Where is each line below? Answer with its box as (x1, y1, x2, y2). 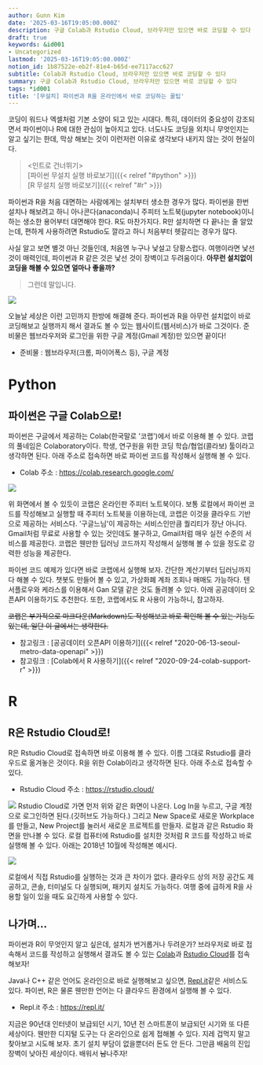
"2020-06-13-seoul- (174, 638, 241, 648)
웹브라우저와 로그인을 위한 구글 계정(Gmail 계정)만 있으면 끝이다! (28, 331, 226, 341)
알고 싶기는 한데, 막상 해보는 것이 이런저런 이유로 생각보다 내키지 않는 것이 (8, 135, 234, 144)
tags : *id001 (8, 84, 51, 93)
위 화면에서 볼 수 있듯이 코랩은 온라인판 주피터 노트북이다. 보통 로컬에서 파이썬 (8, 499, 247, 508)
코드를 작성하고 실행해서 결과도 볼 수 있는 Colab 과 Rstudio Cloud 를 (28, 949, 236, 959)
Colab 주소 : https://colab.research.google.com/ (19, 468, 174, 477)
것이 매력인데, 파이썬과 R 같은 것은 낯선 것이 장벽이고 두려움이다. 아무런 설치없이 (8, 253, 253, 263)
